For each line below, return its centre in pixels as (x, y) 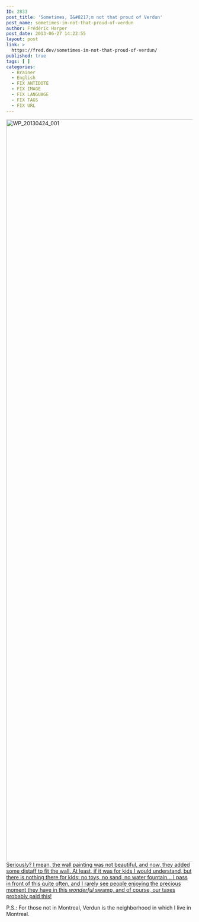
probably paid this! (29, 896)
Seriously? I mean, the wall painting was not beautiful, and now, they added (98, 864)
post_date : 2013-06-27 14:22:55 (46, 34)
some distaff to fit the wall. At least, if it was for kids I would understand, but (99, 871)
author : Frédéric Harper (37, 28)
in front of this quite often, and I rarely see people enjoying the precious (94, 883)
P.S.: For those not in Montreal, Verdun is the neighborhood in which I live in (99, 907)
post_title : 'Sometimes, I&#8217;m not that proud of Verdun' (84, 17)
